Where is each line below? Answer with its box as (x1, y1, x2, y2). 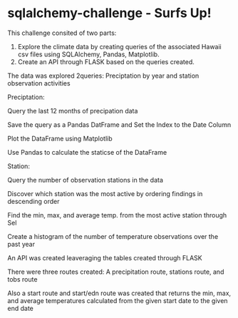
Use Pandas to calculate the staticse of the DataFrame (7, 148, 167, 156)
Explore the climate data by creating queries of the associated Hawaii (17, 42, 222, 51)
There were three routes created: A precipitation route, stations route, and (7, 267, 224, 276)
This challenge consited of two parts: (7, 29, 117, 37)
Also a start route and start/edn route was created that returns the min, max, (7, 289, 232, 297)
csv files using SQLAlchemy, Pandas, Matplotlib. (17, 50, 160, 58)
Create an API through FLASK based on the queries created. (17, 57, 195, 66)
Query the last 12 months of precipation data (7, 106, 138, 115)
